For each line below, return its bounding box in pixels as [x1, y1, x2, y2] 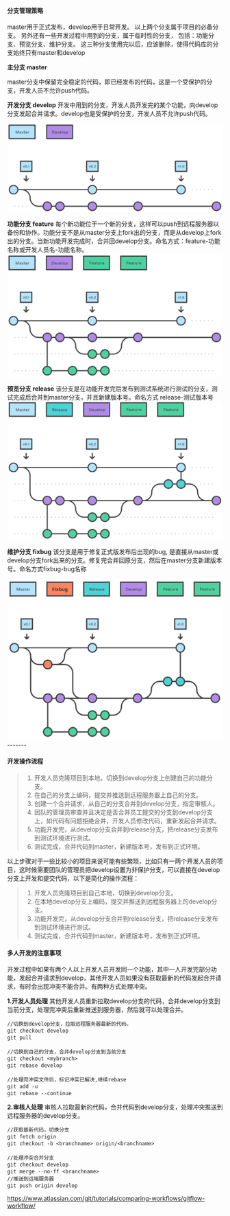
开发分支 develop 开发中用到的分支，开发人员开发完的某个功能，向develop [7, 101, 218, 109]
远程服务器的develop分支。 [7, 1112, 84, 1120]
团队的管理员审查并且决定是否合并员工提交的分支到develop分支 [34, 807, 214, 816]
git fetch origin [7, 1134, 57, 1140]
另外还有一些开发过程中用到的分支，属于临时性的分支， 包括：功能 [20, 32, 209, 40]
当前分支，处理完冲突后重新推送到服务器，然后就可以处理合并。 [7, 1006, 187, 1014]
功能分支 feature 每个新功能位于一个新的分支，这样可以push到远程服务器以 [7, 220, 220, 228]
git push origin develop [7, 1182, 78, 1189]
